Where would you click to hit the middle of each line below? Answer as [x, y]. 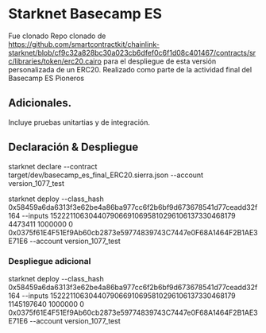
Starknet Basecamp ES [85, 14]
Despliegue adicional [50, 261]
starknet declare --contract [53, 166]
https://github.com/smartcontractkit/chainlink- [84, 44]
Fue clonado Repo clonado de [57, 36]
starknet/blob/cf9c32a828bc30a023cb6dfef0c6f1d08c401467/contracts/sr [132, 52]
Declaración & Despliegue [73, 147]
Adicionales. [40, 103]
